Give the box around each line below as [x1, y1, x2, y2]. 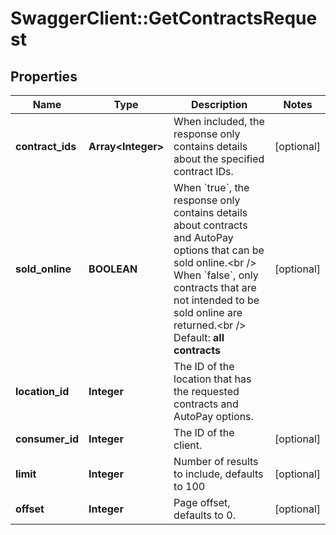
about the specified [173, 152, 265, 166]
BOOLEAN [88, 262, 138, 276]
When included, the [173, 115, 265, 128]
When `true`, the [173, 181, 250, 194]
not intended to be [173, 293, 260, 307]
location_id [15, 385, 70, 398]
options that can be [173, 243, 265, 257]
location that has [173, 372, 252, 386]
